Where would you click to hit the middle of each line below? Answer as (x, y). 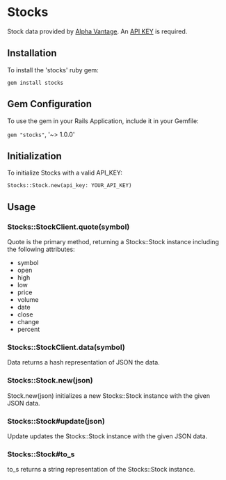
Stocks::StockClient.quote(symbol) (68, 227)
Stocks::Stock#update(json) (56, 421)
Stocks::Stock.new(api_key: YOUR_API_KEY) (70, 186)
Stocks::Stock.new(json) (50, 381)
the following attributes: (41, 249)
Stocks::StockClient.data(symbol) (66, 347)
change (28, 322)
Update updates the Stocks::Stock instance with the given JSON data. (107, 436)
